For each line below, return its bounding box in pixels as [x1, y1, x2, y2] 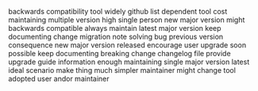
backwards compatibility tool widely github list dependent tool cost [8, 7, 228, 16]
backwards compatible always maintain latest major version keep [8, 24, 221, 32]
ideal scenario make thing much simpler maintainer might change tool [8, 66, 237, 74]
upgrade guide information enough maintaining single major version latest [8, 57, 250, 66]
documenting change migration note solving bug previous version [8, 32, 224, 41]
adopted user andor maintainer [8, 74, 110, 83]
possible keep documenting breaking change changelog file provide [8, 49, 232, 58]
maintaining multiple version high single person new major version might [8, 15, 245, 25]
